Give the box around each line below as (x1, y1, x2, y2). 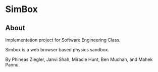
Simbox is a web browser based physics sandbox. (5, 47, 110, 52)
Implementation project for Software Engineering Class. (5, 37, 121, 43)
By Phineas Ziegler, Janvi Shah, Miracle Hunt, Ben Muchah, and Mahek (5, 56, 153, 62)
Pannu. (5, 62, 20, 67)
